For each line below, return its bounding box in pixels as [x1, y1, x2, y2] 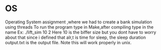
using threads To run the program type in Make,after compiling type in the [5, 24, 154, 30]
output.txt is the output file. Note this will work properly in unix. [5, 39, 132, 45]
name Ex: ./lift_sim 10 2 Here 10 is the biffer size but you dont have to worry [5, 29, 157, 35]
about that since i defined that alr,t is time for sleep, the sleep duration [5, 34, 146, 40]
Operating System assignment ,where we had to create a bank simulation [5, 19, 152, 25]
